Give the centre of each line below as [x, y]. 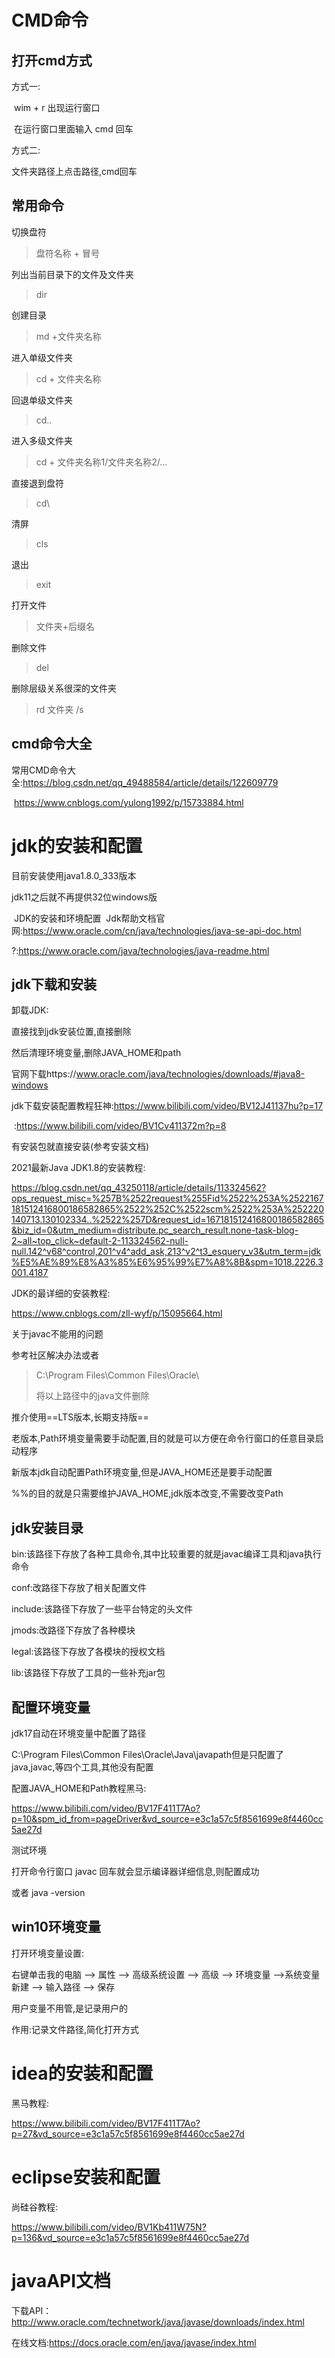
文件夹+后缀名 [65, 626]
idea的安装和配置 [82, 2073]
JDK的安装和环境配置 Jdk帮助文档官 [89, 918]
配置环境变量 [51, 1707]
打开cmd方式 [52, 60]
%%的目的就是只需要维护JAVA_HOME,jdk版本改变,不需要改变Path [147, 1493]
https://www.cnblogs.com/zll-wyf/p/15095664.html [117, 1313]
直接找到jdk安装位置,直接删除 [71, 1032]
